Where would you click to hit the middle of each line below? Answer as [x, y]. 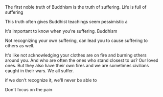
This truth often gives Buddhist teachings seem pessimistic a [67, 22]
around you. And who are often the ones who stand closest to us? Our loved [82, 60]
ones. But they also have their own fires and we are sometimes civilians [77, 66]
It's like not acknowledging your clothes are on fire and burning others [76, 55]
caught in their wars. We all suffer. [40, 71]
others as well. [20, 46]
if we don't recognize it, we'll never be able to [51, 80]
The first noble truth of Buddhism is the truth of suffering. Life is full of [76, 7]
